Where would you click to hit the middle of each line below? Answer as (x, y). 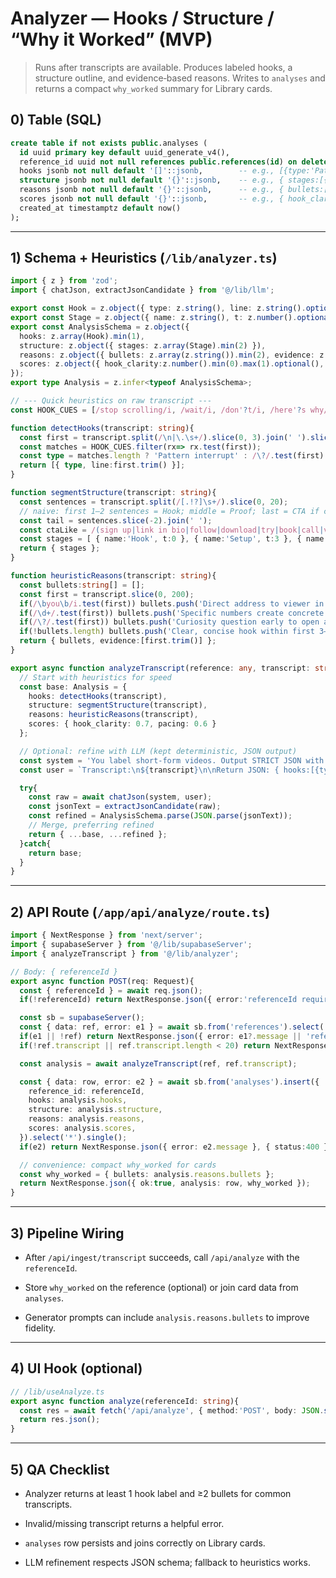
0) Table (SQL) (56, 120)
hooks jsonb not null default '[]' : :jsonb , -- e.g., (147, 171)
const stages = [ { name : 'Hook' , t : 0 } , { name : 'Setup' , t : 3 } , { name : (174, 539)
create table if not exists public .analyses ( (109, 143)
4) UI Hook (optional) (76, 1368)
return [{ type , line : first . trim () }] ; (102, 465)
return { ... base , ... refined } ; (98, 834)
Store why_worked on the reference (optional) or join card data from (161, 1287)
